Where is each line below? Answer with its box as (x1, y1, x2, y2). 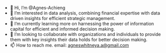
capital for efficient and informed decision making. (10, 26, 115, 32)
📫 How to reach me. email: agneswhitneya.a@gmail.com (10, 42, 129, 48)
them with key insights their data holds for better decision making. (10, 36, 148, 42)
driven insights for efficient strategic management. (10, 15, 116, 21)
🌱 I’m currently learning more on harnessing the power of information (10, 20, 154, 26)
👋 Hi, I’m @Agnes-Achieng (10, 5, 66, 10)
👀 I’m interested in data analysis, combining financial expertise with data (10, 10, 160, 16)
